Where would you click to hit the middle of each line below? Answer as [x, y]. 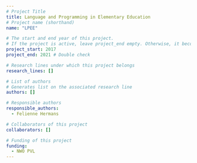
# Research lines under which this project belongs [70, 65]
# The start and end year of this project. [60, 39]
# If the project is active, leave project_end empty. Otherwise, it [93, 44]
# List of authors [28, 81]
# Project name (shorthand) [40, 22]
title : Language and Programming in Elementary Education [78, 17]
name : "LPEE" [22, 28]
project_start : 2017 [31, 50]
